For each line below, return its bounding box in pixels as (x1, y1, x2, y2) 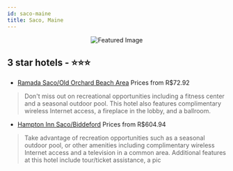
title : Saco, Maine (7, 17, 64, 24)
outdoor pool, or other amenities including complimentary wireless (24, 141, 215, 149)
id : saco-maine (7, 10, 51, 17)
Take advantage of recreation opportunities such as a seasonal (24, 133, 205, 142)
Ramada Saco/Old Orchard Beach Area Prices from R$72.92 (17, 79, 190, 87)
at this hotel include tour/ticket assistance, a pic (24, 156, 161, 164)
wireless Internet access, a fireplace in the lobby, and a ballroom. (24, 107, 211, 115)
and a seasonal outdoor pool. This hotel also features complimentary (24, 99, 221, 108)
